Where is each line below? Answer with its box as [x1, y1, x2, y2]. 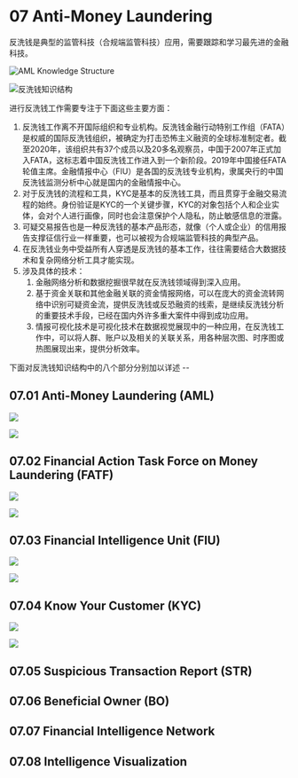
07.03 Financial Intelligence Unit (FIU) [9, 532, 221, 547]
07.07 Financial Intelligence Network [9, 724, 216, 739]
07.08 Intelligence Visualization [9, 754, 188, 769]
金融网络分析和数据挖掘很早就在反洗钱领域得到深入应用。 [35, 277, 246, 287]
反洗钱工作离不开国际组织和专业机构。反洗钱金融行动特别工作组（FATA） [21, 122, 286, 132]
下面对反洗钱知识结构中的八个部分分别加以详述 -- [9, 362, 190, 373]
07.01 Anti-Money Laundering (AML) [9, 389, 215, 404]
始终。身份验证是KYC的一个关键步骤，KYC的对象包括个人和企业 [37, 199, 272, 209]
